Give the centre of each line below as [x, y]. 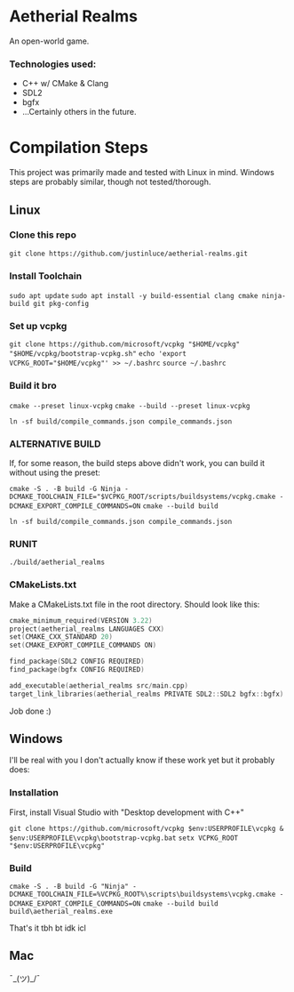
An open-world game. [49, 41]
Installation [34, 793]
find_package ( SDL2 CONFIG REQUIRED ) [77, 661]
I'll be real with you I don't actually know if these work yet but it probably [142, 760]
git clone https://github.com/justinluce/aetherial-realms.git [129, 254]
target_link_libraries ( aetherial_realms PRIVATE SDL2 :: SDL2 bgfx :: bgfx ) [147, 694]
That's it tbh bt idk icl [48, 928]
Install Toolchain [46, 276]
